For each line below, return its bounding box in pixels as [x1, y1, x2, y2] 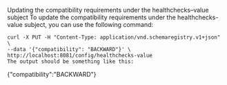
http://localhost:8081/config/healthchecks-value [7, 52, 153, 59]
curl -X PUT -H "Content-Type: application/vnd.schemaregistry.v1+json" [7, 34, 221, 41]
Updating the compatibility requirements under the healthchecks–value [7, 6, 209, 14]
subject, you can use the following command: [23, 21, 154, 28]
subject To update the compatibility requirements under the [7, 13, 176, 21]
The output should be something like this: [7, 58, 135, 65]
